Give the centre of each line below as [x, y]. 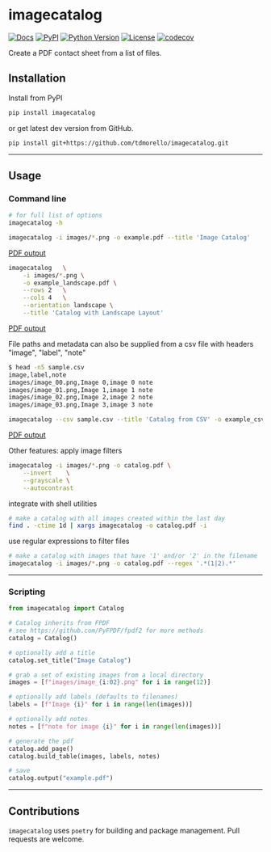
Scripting [27, 592]
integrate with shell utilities [53, 504]
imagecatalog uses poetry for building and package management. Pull [124, 831]
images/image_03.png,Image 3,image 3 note [81, 405]
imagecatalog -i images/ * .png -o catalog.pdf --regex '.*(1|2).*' [122, 563]
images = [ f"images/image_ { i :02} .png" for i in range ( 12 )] [110, 682]
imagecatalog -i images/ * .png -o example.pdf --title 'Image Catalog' [129, 237]
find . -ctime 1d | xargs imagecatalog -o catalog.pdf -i [108, 526]
